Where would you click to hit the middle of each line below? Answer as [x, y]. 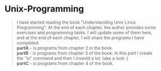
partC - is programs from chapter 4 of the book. [65, 63]
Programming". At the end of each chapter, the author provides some [86, 27]
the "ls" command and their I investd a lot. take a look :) [72, 58]
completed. [28, 43]
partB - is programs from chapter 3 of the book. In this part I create [84, 53]
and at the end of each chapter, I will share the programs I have [80, 38]
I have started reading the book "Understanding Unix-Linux [76, 22]
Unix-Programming [44, 9]
